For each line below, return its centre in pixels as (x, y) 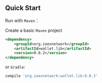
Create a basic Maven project (34, 30)
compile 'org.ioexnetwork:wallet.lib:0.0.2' (51, 76)
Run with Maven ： (22, 20)
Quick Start (23, 8)
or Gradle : (15, 67)
